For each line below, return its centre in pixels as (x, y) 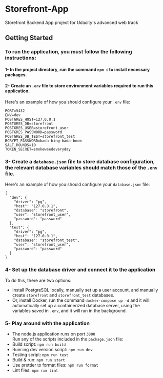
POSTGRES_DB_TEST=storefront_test (40, 137)
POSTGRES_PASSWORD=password (34, 132)
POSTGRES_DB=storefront (29, 124)
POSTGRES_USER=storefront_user (37, 128)
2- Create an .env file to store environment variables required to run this (79, 86)
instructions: (21, 58)
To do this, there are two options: (38, 280)
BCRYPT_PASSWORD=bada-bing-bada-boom (43, 141)
